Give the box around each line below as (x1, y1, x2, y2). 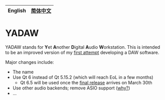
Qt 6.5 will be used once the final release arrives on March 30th (20, 79, 152, 85)
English (8, 7, 26, 14)
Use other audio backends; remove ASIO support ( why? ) (12, 85, 130, 91)
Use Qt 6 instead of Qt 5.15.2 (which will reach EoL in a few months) (12, 74, 154, 80)
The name (12, 69, 34, 75)
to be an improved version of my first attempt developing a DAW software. (5, 49, 159, 55)
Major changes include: (5, 59, 54, 65)
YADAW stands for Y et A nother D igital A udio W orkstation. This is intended (5, 44, 160, 50)
